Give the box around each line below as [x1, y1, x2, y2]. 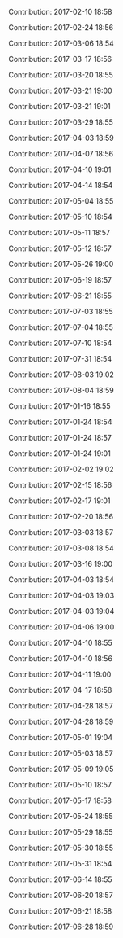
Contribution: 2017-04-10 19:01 [8, 164, 112, 174]
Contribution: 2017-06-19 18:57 [8, 275, 112, 284]
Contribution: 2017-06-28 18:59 [8, 922, 114, 931]
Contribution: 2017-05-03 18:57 [8, 748, 113, 758]
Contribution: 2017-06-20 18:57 [8, 891, 113, 900]
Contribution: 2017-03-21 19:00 [8, 85, 112, 95]
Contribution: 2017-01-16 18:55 [8, 401, 111, 410]
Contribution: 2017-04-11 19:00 [8, 669, 112, 679]
